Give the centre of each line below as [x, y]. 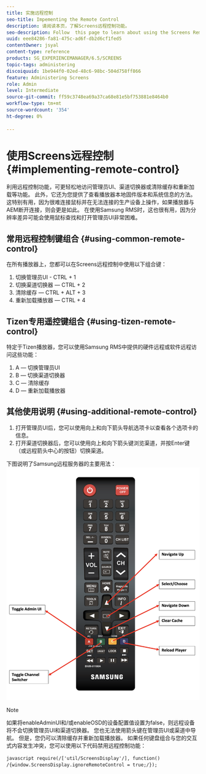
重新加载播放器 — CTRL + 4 [50, 300]
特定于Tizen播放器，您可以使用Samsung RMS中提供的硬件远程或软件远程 [99, 347]
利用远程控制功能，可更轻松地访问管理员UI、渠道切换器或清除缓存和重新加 [101, 187]
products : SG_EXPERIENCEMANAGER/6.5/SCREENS [64, 58]
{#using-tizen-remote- [131, 321]
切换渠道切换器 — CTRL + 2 [50, 285]
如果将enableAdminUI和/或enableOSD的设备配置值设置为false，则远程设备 [101, 723]
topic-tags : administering [41, 64]
